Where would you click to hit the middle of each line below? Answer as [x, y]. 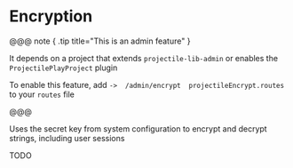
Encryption [51, 16]
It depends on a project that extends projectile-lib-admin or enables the [143, 58]
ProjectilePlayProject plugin [63, 68]
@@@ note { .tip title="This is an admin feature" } [100, 41]
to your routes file [42, 94]
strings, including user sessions [67, 138]
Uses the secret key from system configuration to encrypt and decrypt [139, 128]
